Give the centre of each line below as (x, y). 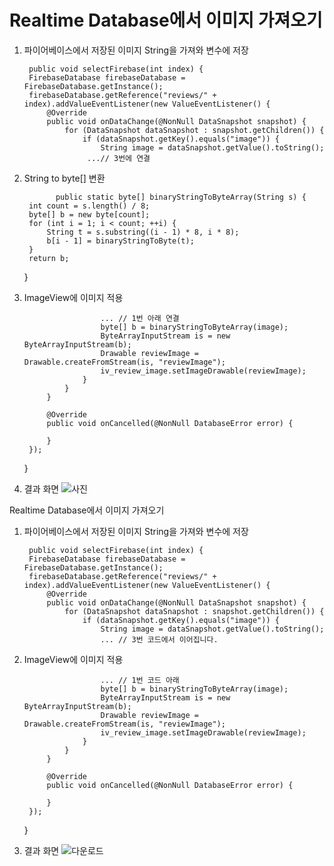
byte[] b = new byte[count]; (89, 214)
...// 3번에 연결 (119, 158)
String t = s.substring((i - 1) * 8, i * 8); (143, 232)
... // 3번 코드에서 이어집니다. (159, 639)
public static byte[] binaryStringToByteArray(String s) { (181, 197)
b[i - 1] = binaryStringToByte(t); (120, 241)
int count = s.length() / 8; (89, 206)
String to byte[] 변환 (64, 178)
